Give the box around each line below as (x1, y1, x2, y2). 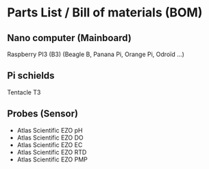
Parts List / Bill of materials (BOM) (7, 5, 203, 21)
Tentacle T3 (7, 88, 41, 96)
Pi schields (7, 70, 55, 81)
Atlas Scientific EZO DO (16, 133, 84, 142)
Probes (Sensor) (7, 108, 79, 120)
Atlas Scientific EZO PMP (16, 155, 88, 164)
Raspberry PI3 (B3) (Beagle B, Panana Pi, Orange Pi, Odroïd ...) (7, 50, 185, 58)
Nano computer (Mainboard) (7, 32, 132, 44)
